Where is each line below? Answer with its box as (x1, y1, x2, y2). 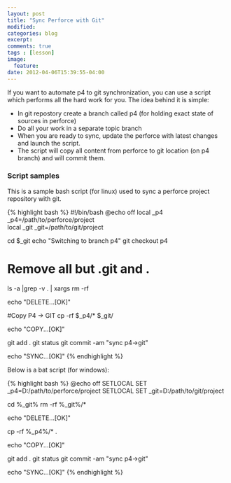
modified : (7, 23, 36, 30)
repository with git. (7, 194, 62, 203)
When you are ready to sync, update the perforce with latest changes (17, 131, 218, 140)
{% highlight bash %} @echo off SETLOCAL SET (7, 379, 148, 387)
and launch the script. (17, 139, 80, 147)
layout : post (7, 10, 45, 17)
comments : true (7, 43, 52, 50)
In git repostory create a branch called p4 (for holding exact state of (17, 109, 213, 118)
